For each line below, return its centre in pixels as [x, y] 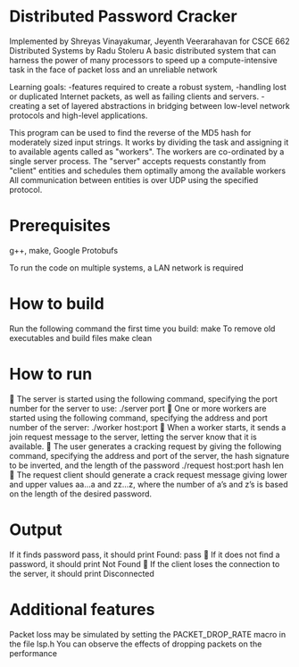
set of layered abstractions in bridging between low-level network [169, 105]
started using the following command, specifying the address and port [138, 418]
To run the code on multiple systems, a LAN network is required [126, 267]
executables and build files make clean [81, 338]
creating [25, 105]
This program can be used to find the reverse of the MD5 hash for [130, 132]
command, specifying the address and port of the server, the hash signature [149, 455]
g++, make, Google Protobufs [64, 250]
